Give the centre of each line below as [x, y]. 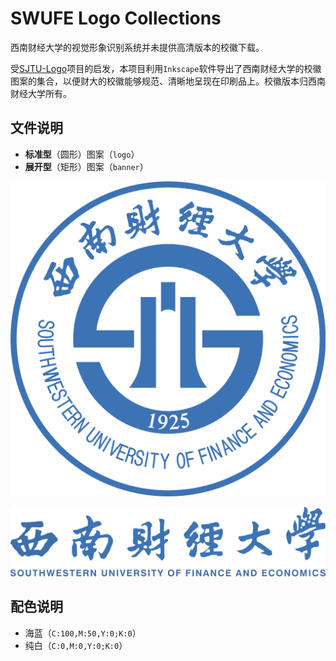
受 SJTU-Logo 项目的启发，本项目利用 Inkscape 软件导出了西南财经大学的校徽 [166, 68]
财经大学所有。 [41, 93]
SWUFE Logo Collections [116, 18]
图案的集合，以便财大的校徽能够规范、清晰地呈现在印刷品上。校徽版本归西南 [168, 81]
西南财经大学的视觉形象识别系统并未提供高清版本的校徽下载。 [137, 47]
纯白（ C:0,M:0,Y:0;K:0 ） [76, 645]
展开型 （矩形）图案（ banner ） [86, 166]
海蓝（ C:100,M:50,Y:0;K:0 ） [83, 633]
